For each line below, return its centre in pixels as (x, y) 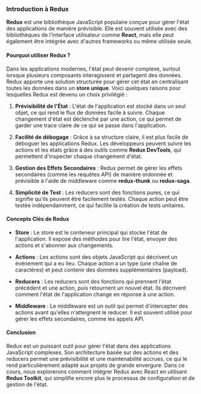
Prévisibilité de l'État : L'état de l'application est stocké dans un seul (100, 106)
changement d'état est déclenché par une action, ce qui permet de (98, 119)
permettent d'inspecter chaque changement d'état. (79, 156)
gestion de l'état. (27, 384)
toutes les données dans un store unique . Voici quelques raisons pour (94, 88)
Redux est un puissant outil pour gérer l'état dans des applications (88, 346)
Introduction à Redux (38, 9)
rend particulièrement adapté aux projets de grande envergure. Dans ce (96, 365)
